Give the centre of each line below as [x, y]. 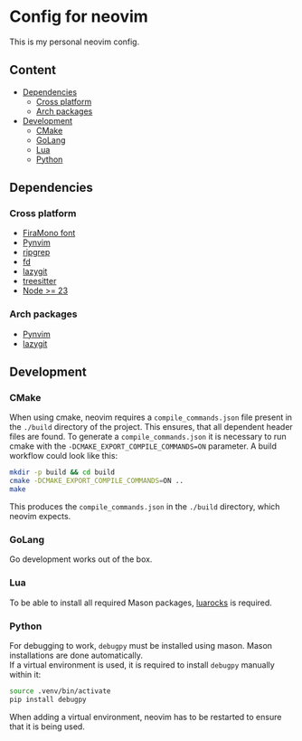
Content [33, 70]
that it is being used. [47, 727]
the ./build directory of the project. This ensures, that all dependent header [151, 427]
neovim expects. [40, 517]
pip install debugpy [48, 699]
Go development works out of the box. [81, 559]
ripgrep [36, 252]
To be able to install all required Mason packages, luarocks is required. [141, 603]
